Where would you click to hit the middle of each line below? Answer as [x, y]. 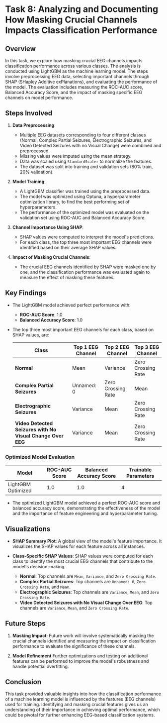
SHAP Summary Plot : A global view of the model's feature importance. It [87, 541]
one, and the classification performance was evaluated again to [85, 272]
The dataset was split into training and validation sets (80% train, [86, 166]
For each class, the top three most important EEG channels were [86, 242]
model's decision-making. [39, 566]
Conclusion [23, 682]
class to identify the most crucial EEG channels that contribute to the [83, 561]
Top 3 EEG [147, 347]
